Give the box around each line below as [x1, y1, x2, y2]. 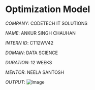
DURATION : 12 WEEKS [5, 59, 52, 65]
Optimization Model [5, 4, 90, 15]
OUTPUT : [5, 79, 25, 85]
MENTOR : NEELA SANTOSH [5, 69, 65, 75]
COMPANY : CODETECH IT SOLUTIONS [5, 20, 88, 26]
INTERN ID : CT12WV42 [5, 39, 54, 46]
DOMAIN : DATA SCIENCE [5, 50, 58, 56]
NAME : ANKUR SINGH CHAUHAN [5, 30, 76, 36]
